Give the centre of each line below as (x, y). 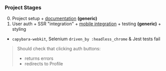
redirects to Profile (44, 64)
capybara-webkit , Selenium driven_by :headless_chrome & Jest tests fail (86, 39)
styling (19, 29)
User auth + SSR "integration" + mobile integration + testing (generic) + (87, 24)
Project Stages (23, 8)
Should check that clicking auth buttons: (59, 49)
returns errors (39, 58)
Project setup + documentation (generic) (55, 19)
